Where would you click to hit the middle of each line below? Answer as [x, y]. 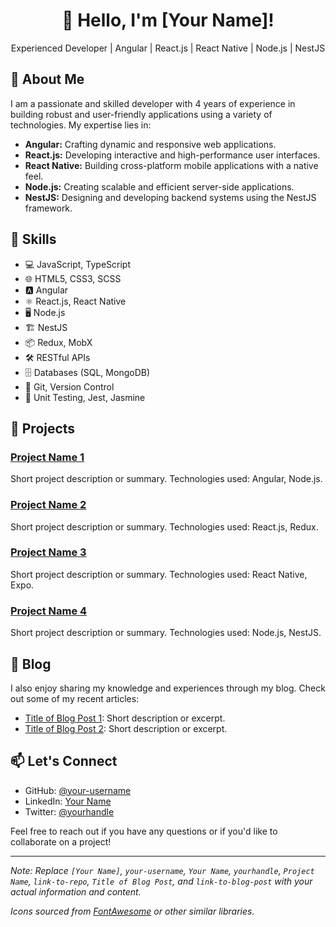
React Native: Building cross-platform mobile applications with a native [171, 165]
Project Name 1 [47, 457]
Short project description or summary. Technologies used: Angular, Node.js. [166, 479]
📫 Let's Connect [64, 761]
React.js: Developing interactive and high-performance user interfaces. [172, 155]
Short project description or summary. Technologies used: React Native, [159, 574]
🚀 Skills [33, 239]
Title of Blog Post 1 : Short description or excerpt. [125, 718]
